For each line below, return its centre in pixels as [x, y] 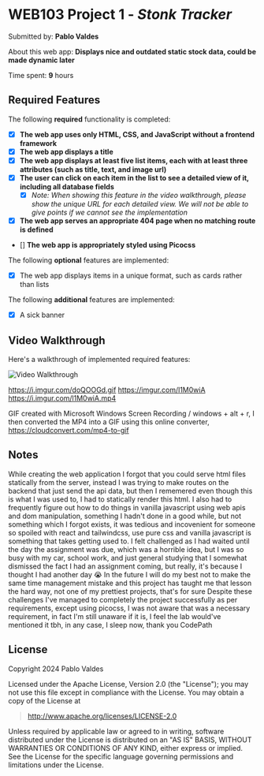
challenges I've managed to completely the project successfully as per [123, 599]
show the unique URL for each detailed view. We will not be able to [140, 204]
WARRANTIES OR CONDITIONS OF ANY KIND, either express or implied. [125, 748]
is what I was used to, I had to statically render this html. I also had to [120, 499]
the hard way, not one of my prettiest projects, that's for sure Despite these [130, 591]
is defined [36, 229]
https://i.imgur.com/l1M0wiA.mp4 [62, 398]
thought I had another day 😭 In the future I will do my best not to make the [129, 574]
